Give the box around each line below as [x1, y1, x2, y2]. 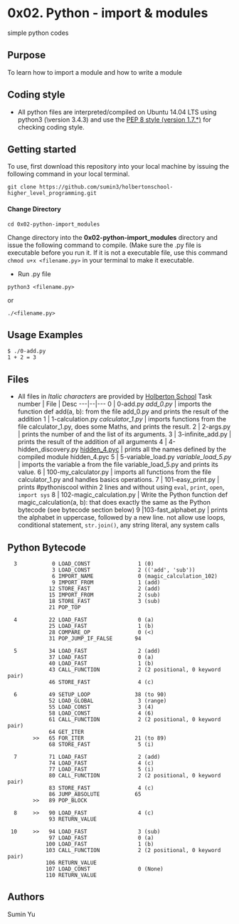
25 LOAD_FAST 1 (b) [48, 623, 154, 630]
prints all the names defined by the [124, 445, 226, 453]
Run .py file [17, 269, 51, 278]
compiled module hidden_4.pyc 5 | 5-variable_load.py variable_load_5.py [17, 453, 232, 461]
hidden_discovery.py [17, 445, 79, 453]
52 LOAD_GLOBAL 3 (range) [48, 698, 167, 705]
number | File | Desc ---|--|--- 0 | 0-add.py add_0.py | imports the [17, 400, 212, 409]
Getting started [7, 143, 77, 155]
